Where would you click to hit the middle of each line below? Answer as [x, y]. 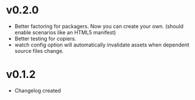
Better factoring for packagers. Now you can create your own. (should [99, 26]
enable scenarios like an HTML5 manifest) [65, 32]
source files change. [39, 51]
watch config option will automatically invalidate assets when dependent [102, 45]
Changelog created [38, 90]
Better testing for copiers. [45, 38]
